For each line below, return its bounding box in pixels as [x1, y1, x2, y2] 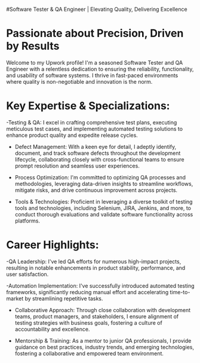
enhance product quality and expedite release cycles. [6, 132, 139, 139]
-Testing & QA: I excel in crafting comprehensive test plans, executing [6, 118, 177, 126]
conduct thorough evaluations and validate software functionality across [14, 211, 193, 218]
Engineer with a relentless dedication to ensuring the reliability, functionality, [6, 65, 194, 72]
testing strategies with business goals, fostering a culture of [14, 319, 162, 326]
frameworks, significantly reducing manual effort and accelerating [6, 288, 169, 295]
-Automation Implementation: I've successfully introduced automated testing [6, 282, 195, 289]
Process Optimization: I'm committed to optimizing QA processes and [14, 173, 186, 181]
